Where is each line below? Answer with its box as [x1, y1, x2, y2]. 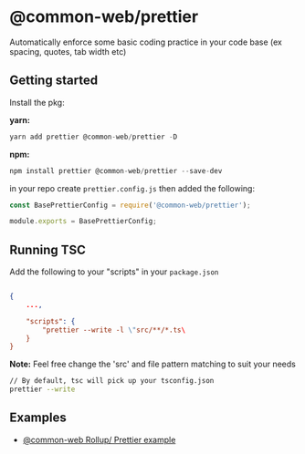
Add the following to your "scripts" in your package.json [9, 266, 219, 277]
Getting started [9, 73, 99, 88]
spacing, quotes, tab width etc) [9, 46, 127, 57]
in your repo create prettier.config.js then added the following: [9, 182, 256, 193]
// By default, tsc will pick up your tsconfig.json [9, 377, 215, 386]
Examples [9, 410, 67, 426]
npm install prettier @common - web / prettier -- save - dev [9, 166, 223, 175]
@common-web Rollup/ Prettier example [22, 434, 176, 445]
